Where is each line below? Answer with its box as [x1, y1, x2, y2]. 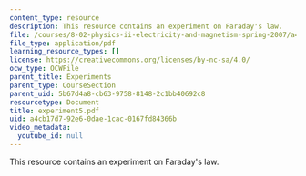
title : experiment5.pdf [9, 106, 100, 115]
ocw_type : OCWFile [9, 64, 79, 73]
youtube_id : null [17, 132, 84, 141]
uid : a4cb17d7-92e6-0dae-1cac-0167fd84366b [9, 114, 178, 123]
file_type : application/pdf [9, 38, 117, 48]
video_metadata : [9, 123, 71, 132]
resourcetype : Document [9, 97, 100, 107]
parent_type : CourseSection [9, 81, 117, 90]
